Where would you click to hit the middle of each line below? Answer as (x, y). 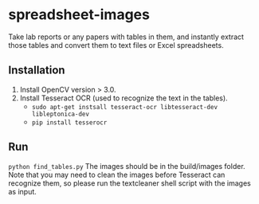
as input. (23, 191)
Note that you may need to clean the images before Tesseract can (117, 175)
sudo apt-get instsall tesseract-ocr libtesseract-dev (124, 107)
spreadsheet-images (79, 15)
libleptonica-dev (61, 114)
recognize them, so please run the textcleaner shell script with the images (129, 183)
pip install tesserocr (69, 122)
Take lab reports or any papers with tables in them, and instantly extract (126, 37)
